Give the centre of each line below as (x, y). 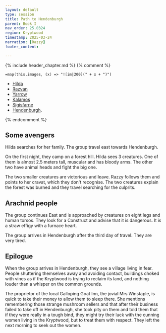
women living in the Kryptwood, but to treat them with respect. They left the (83, 320)
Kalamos (21, 99)
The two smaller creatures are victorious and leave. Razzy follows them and (83, 177)
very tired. (16, 241)
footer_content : (22, 47)
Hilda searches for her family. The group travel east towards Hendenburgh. (82, 147)
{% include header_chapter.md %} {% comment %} (58, 65)
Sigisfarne (23, 104)
